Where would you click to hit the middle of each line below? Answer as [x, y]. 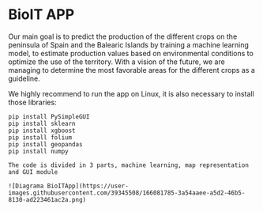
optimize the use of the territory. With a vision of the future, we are [116, 62]
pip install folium [40, 137]
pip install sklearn [42, 123]
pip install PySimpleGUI [49, 116]
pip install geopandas [45, 144]
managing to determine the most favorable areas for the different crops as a [131, 70]
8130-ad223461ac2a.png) [47, 199]
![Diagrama [26, 186]
